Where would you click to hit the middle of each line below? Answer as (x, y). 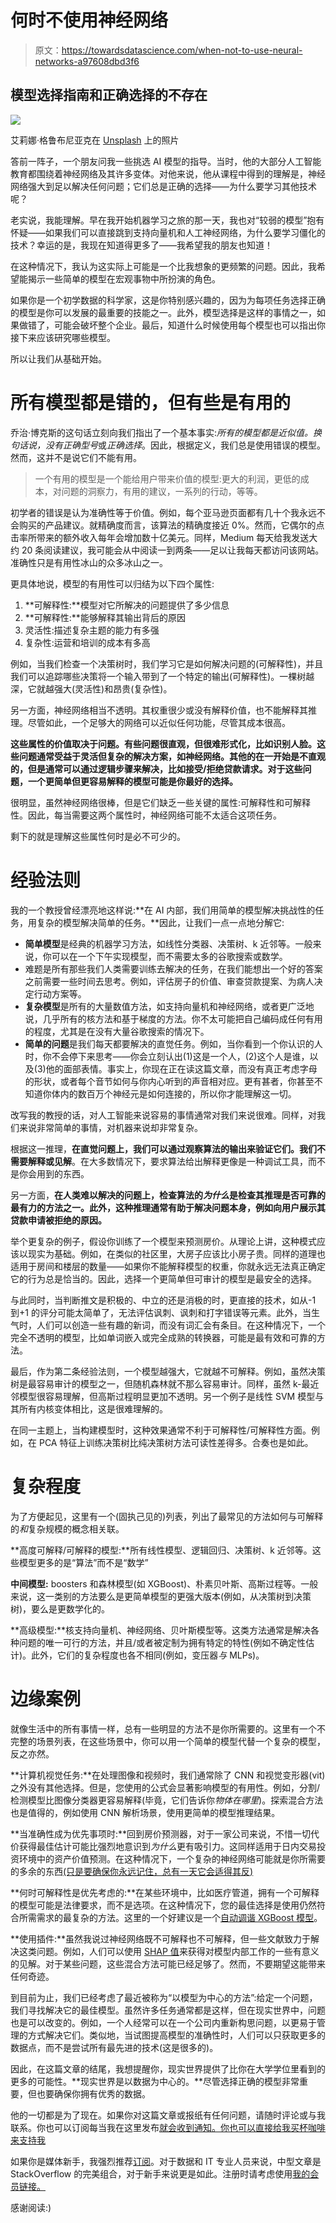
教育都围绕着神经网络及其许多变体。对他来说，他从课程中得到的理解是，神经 (168, 173)
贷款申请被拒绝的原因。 (58, 1220)
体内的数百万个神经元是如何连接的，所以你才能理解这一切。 (174, 1093)
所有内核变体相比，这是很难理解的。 (93, 1408)
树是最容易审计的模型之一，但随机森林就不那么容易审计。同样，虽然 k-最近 (165, 1383)
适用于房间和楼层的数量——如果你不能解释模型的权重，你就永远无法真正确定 (168, 1266)
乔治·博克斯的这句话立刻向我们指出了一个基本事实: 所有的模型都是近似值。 (162, 432)
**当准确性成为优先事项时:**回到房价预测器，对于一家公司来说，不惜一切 (161, 1833)
